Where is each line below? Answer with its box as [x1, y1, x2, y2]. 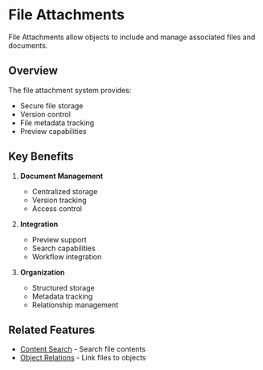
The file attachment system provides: [8, 85, 132, 95]
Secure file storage [19, 100, 84, 110]
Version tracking [31, 195, 87, 205]
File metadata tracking [19, 118, 95, 128]
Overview [8, 64, 59, 78]
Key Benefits [8, 150, 74, 164]
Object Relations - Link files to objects [19, 353, 146, 363]
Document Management [19, 171, 103, 181]
